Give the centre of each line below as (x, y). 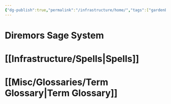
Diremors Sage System (54, 35)
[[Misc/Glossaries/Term (56, 82)
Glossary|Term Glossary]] (61, 93)
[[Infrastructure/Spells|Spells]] (72, 59)
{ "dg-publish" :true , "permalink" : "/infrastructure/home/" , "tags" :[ (77, 10)
